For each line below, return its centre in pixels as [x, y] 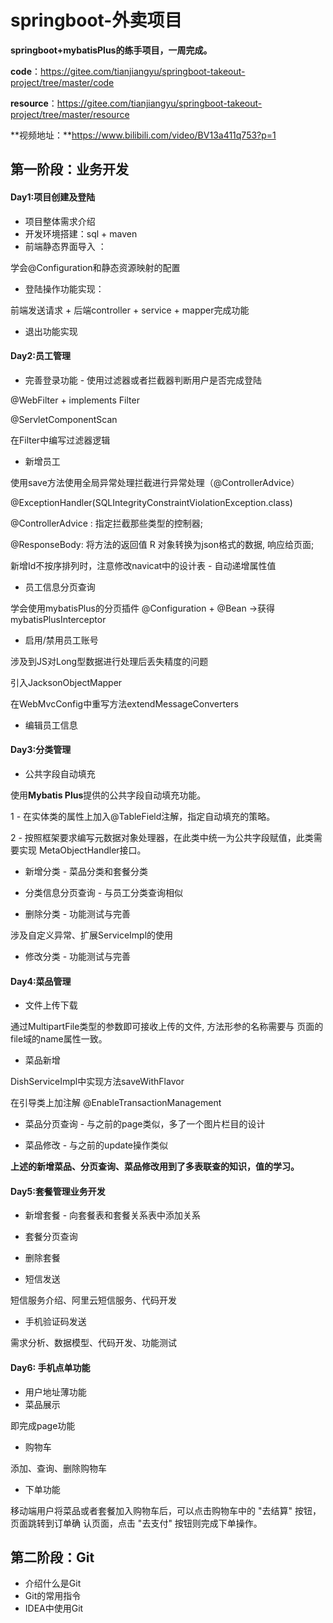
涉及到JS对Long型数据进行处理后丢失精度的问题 [109, 661]
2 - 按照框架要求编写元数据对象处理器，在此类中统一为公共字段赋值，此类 [162, 837]
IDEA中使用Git [54, 1608]
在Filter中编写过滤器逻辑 [60, 440]
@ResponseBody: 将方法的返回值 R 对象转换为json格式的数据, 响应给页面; [162, 544]
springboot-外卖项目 [96, 20]
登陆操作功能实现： [64, 288]
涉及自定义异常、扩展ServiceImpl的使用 [92, 935]
